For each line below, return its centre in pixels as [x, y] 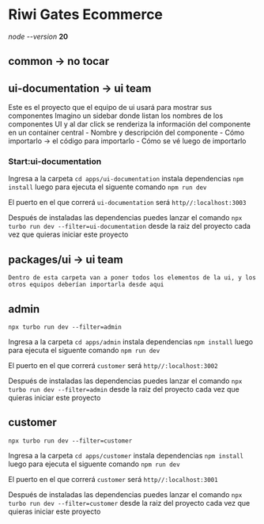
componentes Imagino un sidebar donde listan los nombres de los [116, 116]
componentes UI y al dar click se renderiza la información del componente [130, 124]
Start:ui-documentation [55, 161]
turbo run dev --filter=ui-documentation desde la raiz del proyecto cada [130, 226]
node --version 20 [38, 36]
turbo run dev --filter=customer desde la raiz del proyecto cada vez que [129, 503]
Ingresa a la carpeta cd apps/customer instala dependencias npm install [126, 455]
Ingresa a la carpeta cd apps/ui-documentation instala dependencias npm [126, 179]
